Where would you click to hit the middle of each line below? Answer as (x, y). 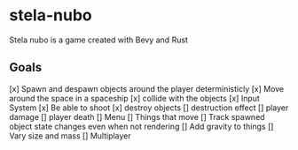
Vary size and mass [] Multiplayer (70, 135)
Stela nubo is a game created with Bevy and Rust (99, 40)
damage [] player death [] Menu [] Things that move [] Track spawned (137, 116)
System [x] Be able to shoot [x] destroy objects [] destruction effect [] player (149, 108)
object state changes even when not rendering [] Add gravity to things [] (141, 126)
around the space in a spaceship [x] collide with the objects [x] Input (134, 98)
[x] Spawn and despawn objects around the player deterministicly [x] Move (147, 88)
